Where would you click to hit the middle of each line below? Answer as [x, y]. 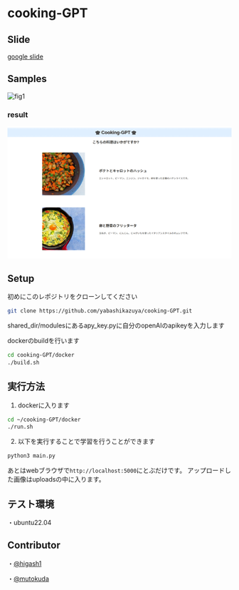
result [18, 114]
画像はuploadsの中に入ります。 [59, 479]
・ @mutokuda [28, 579]
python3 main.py [31, 456]
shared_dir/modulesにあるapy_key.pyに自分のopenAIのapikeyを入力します [116, 325]
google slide [26, 56]
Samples [27, 79]
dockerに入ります [43, 405]
